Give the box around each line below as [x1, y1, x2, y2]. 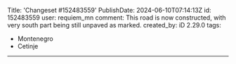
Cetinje [17, 42, 39, 50]
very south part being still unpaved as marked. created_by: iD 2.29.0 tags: [7, 21, 221, 29]
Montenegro [17, 34, 54, 43]
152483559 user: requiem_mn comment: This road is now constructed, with [7, 13, 226, 22]
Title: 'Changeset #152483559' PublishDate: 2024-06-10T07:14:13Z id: [7, 6, 212, 14]
